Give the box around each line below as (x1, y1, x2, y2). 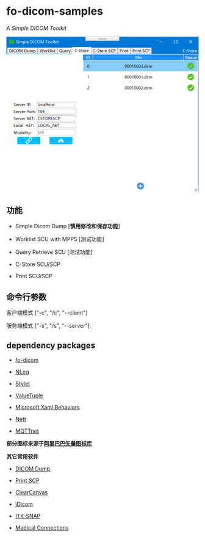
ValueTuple (15, 392, 43, 399)
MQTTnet (15, 427, 40, 434)
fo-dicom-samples (6, 4, 104, 18)
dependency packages (6, 340, 96, 350)
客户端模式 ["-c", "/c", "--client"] (6, 309, 88, 317)
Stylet (15, 380, 31, 387)
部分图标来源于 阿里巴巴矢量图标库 (6, 440, 92, 447)
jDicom (15, 500, 34, 508)
